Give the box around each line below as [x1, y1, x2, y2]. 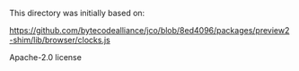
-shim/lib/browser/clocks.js [9, 35, 110, 45]
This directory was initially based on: [9, 8, 145, 18]
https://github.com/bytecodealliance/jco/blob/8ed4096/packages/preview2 [9, 25, 290, 35]
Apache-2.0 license [9, 52, 83, 62]
